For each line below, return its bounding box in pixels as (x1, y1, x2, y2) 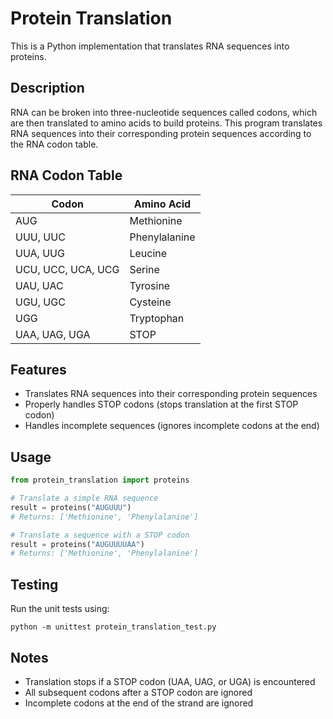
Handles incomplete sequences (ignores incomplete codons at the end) (24, 420, 320, 432)
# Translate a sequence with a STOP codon (10, 530, 190, 540)
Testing (10, 576, 59, 593)
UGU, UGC (15, 295, 66, 309)
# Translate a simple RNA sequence (10, 493, 159, 504)
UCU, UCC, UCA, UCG (15, 262, 120, 276)
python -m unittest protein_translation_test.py (10, 622, 217, 632)
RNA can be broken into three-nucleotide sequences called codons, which (10, 106, 318, 118)
